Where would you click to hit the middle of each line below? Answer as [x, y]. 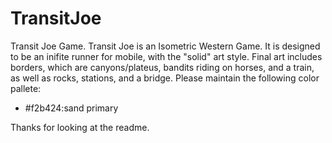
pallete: [26, 88]
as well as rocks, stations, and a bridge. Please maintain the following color [165, 78]
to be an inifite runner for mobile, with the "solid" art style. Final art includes [166, 56]
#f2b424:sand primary [71, 108]
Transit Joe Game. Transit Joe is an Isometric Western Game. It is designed [165, 46]
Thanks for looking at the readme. [80, 127]
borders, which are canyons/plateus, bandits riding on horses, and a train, [162, 67]
